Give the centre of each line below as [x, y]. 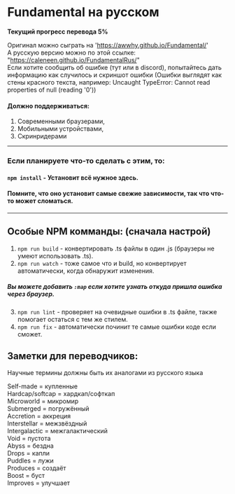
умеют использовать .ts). [55, 255]
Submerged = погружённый [48, 409]
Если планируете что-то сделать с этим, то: [86, 161]
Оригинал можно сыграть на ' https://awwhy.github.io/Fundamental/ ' [108, 45]
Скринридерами [42, 136]
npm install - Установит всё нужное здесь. [73, 177]
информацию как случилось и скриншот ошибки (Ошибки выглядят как [115, 75]
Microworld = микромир [43, 401]
